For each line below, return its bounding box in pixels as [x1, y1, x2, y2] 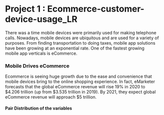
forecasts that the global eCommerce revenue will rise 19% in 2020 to [5, 84, 145, 90]
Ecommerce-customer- [47, 3, 145, 15]
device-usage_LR [5, 14, 78, 25]
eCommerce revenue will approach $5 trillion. [5, 94, 97, 100]
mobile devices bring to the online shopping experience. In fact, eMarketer [5, 79, 155, 84]
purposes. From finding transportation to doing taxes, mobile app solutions [5, 40, 156, 46]
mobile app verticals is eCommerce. [5, 50, 78, 56]
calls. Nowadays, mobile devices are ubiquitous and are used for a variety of [5, 35, 159, 41]
